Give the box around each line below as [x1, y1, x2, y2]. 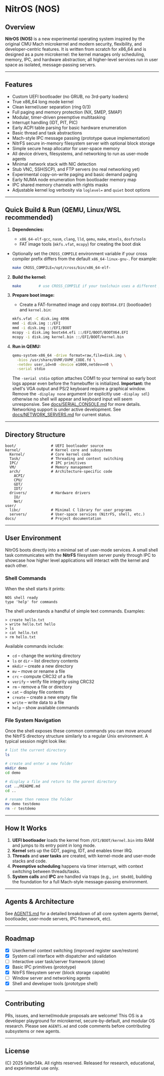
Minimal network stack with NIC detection [12, 161, 97, 167]
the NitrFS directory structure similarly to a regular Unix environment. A [5, 733, 148, 739]
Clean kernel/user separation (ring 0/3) [12, 104, 91, 110]
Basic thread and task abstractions [12, 130, 82, 135]
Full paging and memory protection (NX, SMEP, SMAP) [12, 109, 123, 115]
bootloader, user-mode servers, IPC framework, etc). [5, 916, 112, 922]
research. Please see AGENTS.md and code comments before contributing [5, 1023, 150, 1029]
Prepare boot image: [12, 292, 55, 298]
